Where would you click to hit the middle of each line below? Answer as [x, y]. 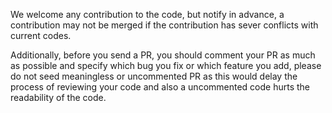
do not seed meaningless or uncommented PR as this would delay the [154, 76]
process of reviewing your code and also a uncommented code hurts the [160, 87]
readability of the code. [58, 97]
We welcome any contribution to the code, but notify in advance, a [147, 14]
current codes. [41, 35]
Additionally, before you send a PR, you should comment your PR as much [163, 55]
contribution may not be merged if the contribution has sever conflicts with [164, 25]
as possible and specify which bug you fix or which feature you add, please [166, 65]
